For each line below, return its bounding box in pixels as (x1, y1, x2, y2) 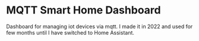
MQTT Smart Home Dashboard (6, 4, 162, 17)
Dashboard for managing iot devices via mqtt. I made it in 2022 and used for (6, 23, 193, 30)
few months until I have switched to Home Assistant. (6, 29, 135, 36)
